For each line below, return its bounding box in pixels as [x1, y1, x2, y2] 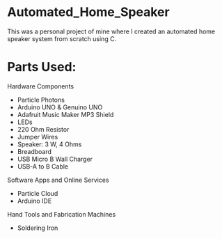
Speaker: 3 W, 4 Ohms [17, 140, 82, 148]
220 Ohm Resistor [17, 125, 70, 133]
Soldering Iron [17, 224, 58, 232]
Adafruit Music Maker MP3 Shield [17, 110, 114, 118]
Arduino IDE [17, 196, 52, 205]
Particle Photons [17, 95, 65, 104]
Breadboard [17, 147, 52, 155]
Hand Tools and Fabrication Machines [7, 210, 116, 218]
